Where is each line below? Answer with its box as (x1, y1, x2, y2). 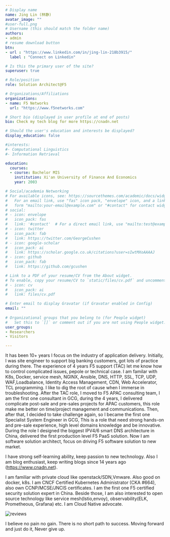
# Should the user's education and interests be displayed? (5, 129, 135, 134)
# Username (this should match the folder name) (5, 26, 110, 31)
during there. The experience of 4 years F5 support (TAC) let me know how (5, 363, 162, 369)
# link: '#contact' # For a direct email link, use (5, 222, 123, 227)
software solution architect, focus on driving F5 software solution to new (5, 438, 156, 444)
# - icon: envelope (5, 212, 47, 218)
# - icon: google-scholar (5, 240, 60, 245)
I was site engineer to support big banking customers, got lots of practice (5, 358, 158, 364)
